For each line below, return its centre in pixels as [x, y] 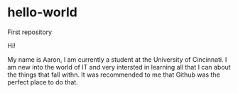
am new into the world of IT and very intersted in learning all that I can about [119, 67]
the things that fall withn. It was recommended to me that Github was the [114, 75]
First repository [29, 32]
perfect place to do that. [43, 82]
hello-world [43, 12]
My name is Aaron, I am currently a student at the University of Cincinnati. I [117, 59]
